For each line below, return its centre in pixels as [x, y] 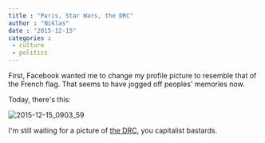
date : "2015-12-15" [43, 30]
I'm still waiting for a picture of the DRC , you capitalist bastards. [113, 130]
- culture [28, 46]
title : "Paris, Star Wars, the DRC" [71, 16]
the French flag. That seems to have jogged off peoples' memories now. [127, 84]
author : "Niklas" [39, 23]
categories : [30, 38]
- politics [30, 53]
